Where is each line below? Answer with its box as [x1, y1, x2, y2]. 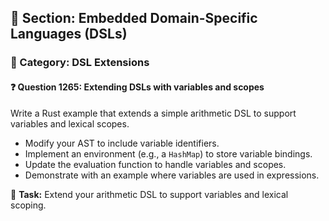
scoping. [10, 199, 47, 211]
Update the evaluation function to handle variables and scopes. [24, 158, 287, 170]
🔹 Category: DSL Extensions [10, 56, 150, 70]
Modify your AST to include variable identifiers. [24, 137, 220, 149]
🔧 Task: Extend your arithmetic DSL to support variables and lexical [10, 188, 289, 200]
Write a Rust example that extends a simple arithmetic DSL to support [10, 107, 297, 119]
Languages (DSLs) [10, 26, 128, 43]
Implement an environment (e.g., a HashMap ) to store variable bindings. [24, 147, 313, 160]
